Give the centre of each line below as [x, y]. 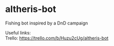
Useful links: [18, 32]
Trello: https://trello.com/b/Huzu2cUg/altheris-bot [57, 38]
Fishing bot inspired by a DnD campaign [47, 23]
